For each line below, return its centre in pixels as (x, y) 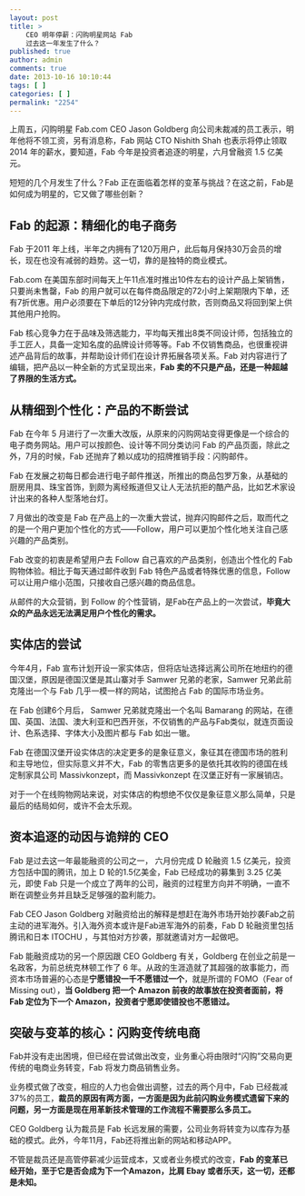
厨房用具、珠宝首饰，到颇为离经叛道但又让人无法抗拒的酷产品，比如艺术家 (148, 487)
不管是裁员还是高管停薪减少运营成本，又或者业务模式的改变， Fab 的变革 (145, 1160)
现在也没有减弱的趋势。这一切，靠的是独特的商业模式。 (128, 261)
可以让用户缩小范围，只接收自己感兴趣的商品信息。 (105, 582)
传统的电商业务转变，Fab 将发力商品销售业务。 (97, 1068)
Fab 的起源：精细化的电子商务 (93, 225)
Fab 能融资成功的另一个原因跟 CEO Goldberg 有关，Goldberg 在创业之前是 (148, 956)
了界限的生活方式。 (45, 379)
